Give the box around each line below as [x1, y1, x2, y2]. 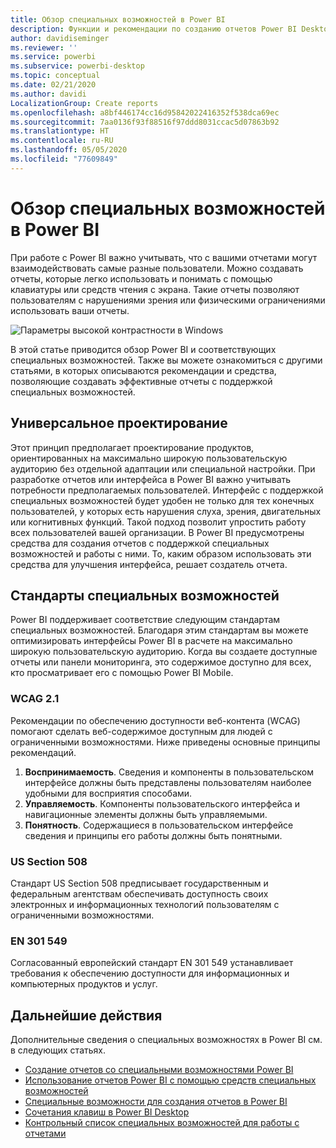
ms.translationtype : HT [10, 126, 110, 136]
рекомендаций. [10, 746, 77, 758]
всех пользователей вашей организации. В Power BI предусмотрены [10, 526, 305, 538]
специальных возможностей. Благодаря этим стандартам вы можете [10, 624, 309, 636]
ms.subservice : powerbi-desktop [10, 61, 145, 71]
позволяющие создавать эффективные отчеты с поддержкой [10, 375, 273, 387]
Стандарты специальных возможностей [10, 587, 280, 604]
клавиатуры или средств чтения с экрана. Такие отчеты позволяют [10, 283, 300, 295]
